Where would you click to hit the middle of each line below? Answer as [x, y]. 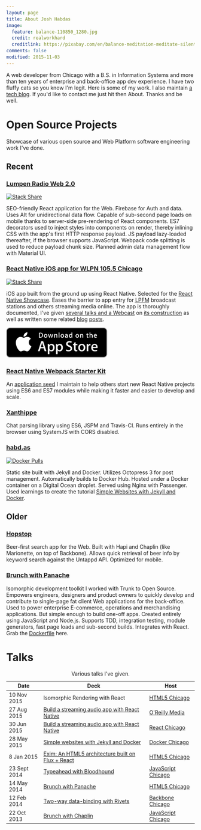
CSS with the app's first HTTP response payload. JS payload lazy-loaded [96, 234]
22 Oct [17, 813]
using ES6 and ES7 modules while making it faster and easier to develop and [100, 390]
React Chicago [167, 727]
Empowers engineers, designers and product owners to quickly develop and [100, 594]
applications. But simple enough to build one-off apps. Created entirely [94, 614]
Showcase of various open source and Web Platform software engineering [98, 141]
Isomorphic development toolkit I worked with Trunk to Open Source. [91, 588]
